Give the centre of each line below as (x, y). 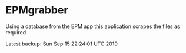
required (16, 32)
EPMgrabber (37, 10)
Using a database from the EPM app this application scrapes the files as (93, 26)
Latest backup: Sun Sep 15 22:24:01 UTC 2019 (62, 44)
